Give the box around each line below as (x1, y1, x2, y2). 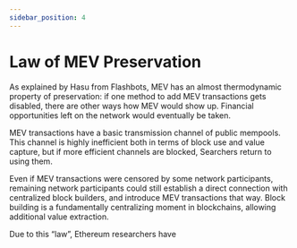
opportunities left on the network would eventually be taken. (9, 109, 231, 121)
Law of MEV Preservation (9, 51, 202, 72)
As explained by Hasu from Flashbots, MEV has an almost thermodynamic (9, 81, 282, 92)
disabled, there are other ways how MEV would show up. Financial (9, 100, 254, 111)
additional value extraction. (9, 211, 109, 222)
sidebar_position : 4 (9, 13, 87, 22)
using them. (9, 156, 54, 167)
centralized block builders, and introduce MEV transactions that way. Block (9, 192, 286, 202)
